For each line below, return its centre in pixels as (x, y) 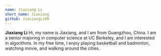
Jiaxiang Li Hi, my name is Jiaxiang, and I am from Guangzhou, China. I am (81, 33)
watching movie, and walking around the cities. (53, 48)
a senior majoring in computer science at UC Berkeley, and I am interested (80, 38)
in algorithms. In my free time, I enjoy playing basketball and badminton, (78, 43)
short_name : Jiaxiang (27, 14)
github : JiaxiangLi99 (27, 19)
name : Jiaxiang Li (24, 10)
